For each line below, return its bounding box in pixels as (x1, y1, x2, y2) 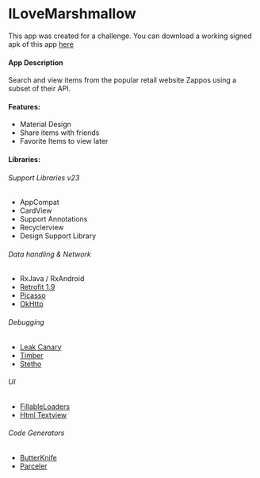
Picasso (19, 291, 46, 300)
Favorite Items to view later (19, 137, 109, 146)
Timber (19, 350, 44, 360)
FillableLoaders (19, 402, 70, 411)
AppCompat (19, 198, 59, 207)
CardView (19, 206, 52, 215)
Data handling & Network (8, 249, 91, 259)
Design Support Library (19, 231, 97, 241)
